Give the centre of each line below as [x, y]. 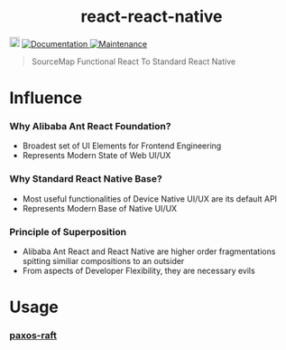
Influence [46, 98]
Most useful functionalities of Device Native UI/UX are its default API [150, 199]
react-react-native [152, 17]
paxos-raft [33, 336]
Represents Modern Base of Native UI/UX [100, 208]
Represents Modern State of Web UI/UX [97, 156]
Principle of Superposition [68, 232]
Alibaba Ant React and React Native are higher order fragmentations [149, 251]
